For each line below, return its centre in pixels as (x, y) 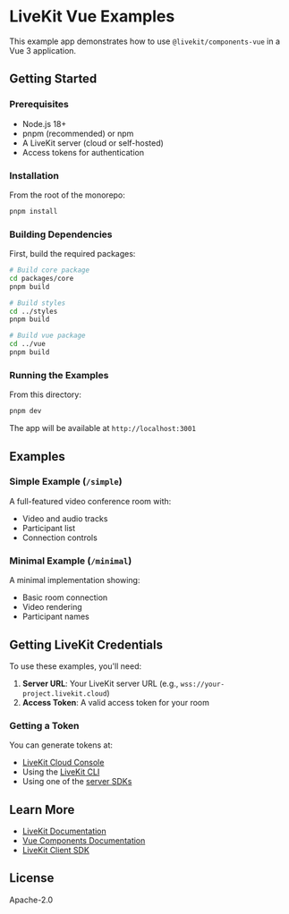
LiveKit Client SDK (55, 851)
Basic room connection (65, 597)
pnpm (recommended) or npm (78, 133)
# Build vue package (48, 336)
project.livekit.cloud (64, 694)
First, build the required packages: (72, 254)
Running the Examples (59, 375)
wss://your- (203, 684)
